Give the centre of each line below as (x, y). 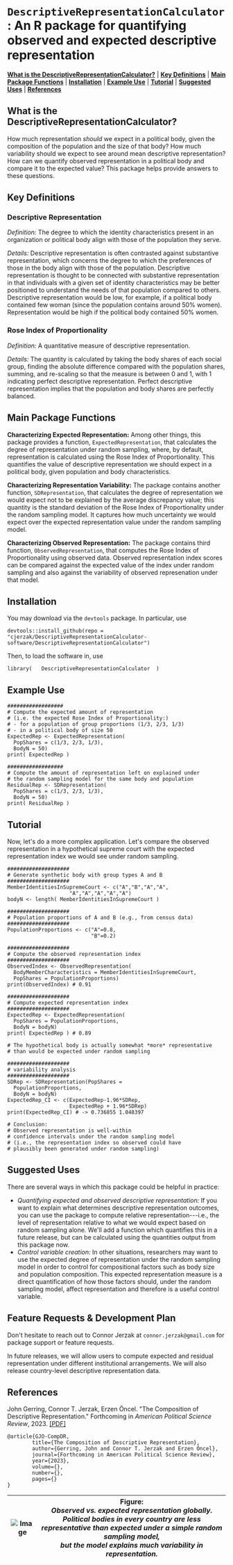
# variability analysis (42, 1069)
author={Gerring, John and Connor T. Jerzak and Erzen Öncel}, (125, 1449)
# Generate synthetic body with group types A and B (85, 875)
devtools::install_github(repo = (55, 631)
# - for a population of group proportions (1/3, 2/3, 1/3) (96, 724)
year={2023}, (51, 1461)
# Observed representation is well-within (69, 1130)
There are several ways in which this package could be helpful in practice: (113, 1187)
